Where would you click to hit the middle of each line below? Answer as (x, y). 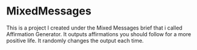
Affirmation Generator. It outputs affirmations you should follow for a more (99, 34)
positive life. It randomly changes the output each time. (75, 40)
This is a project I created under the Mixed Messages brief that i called (95, 28)
